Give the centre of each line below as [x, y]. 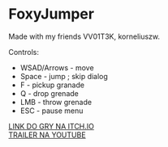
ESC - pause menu [52, 111]
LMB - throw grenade [56, 102]
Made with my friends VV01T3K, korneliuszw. [84, 36]
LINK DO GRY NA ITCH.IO [52, 126]
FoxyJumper [52, 14]
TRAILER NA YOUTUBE [47, 135]
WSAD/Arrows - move [57, 67]
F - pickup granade [52, 85]
